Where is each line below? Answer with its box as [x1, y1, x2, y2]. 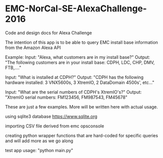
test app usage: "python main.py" [5, 147, 73, 153]
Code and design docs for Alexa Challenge [5, 30, 92, 36]
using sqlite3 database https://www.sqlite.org [5, 113, 98, 119]
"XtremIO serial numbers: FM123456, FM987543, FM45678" [5, 94, 128, 100]
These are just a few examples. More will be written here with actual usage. [5, 104, 159, 110]
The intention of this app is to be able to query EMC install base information [5, 39, 159, 45]
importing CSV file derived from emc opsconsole [5, 123, 104, 129]
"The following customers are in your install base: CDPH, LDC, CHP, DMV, [5, 59, 155, 65]
